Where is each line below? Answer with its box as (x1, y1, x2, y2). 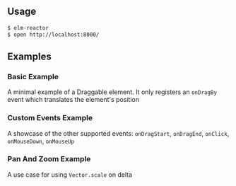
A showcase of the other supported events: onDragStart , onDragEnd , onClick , (7, 129, 230, 137)
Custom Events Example (7, 113, 93, 123)
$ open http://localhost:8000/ (7, 31, 100, 38)
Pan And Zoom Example (7, 154, 91, 164)
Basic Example (7, 71, 59, 81)
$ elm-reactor (7, 24, 49, 31)
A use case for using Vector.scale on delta (7, 170, 133, 179)
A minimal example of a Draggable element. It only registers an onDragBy (7, 88, 218, 96)
